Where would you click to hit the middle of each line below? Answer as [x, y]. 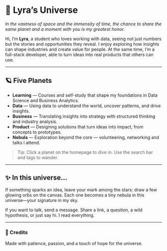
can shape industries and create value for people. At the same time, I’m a [80, 49]
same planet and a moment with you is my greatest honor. [65, 29]
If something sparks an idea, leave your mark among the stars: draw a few [81, 189]
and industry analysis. [35, 122]
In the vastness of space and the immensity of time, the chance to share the [83, 24]
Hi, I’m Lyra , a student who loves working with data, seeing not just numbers [83, 39]
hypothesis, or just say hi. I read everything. [50, 215]
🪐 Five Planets [29, 81]
